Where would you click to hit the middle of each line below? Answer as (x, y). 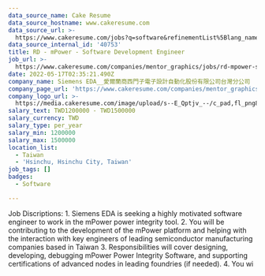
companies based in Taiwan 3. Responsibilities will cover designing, (118, 247)
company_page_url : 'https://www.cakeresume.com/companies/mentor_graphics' (135, 89)
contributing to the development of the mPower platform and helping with (127, 230)
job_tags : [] (30, 170)
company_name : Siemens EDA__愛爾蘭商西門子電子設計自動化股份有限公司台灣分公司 (129, 81)
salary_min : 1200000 (42, 132)
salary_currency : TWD (44, 118)
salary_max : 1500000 (42, 140)
